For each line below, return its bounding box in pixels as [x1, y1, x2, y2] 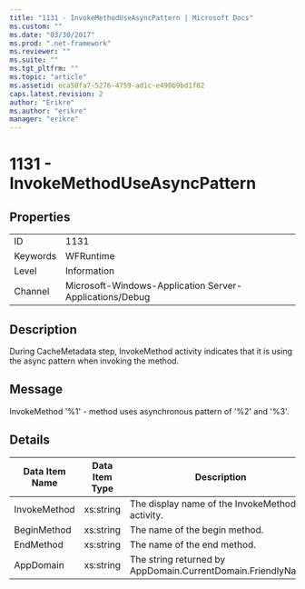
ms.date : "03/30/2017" [9, 30, 95, 39]
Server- [207, 279, 242, 292]
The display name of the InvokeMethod [129, 497, 297, 510]
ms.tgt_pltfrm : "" [9, 65, 79, 74]
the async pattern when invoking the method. [9, 355, 180, 366]
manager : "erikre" [9, 115, 79, 124]
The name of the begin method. [129, 524, 264, 536]
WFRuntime [64, 250, 115, 263]
